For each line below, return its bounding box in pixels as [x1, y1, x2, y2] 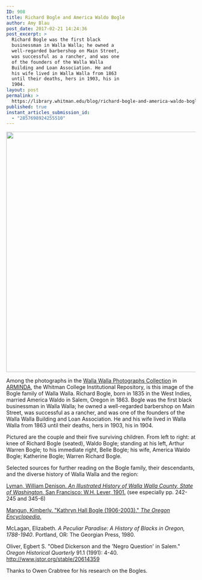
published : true [6, 103, 47, 110]
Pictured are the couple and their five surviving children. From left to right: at [6, 433, 196, 441]
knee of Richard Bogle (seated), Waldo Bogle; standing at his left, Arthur [6, 440, 185, 447]
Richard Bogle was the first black [11, 37, 101, 43]
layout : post [6, 87, 39, 93]
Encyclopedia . [6, 513, 42, 520]
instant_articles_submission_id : [6, 109, 90, 115]
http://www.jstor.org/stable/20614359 [6, 555, 100, 563]
